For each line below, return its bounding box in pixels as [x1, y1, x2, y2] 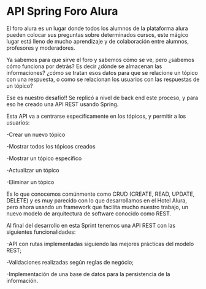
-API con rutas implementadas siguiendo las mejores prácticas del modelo [6, 240, 194, 247]
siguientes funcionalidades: [6, 228, 76, 236]
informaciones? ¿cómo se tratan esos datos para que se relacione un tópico [6, 69, 198, 76]
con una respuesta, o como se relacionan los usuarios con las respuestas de [6, 75, 200, 83]
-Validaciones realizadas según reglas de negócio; [6, 258, 134, 266]
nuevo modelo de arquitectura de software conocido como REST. [6, 210, 172, 217]
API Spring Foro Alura [6, 4, 118, 18]
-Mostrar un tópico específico [6, 155, 82, 162]
